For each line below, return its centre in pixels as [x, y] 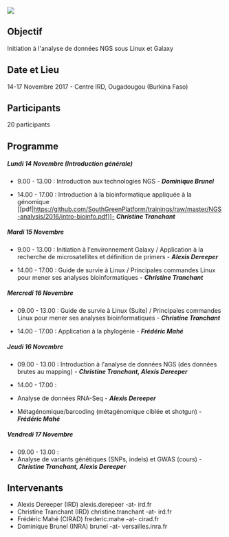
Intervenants [35, 488]
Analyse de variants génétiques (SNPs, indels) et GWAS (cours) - [109, 459]
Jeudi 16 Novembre [35, 347]
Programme [33, 146]
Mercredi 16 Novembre [40, 293]
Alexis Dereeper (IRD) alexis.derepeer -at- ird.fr [84, 505]
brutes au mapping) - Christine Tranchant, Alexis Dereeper [102, 371]
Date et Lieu [33, 70]
